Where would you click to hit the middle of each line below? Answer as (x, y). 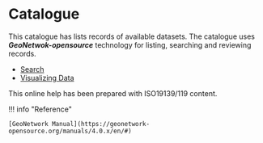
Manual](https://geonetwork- (101, 124)
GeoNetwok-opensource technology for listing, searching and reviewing (130, 44)
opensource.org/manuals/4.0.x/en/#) (70, 131)
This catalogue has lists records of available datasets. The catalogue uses (131, 36)
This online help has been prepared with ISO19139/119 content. (113, 93)
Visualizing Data (47, 78)
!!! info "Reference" (40, 109)
